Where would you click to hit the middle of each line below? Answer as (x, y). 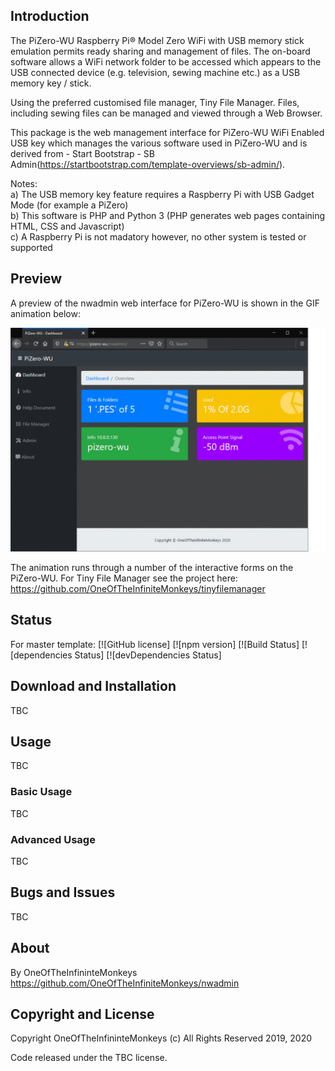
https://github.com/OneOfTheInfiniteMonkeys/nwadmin (125, 983)
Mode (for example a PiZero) (69, 205)
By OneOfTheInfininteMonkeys (74, 972)
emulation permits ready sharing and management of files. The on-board (160, 51)
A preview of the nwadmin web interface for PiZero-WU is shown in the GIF (165, 303)
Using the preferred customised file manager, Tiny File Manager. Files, (155, 102)
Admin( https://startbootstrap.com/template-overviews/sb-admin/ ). (148, 164)
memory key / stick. (51, 83)
